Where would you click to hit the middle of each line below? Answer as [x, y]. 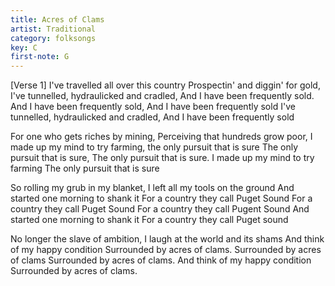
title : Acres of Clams [57, 19]
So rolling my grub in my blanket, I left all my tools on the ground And [152, 188]
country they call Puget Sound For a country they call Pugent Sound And [160, 209]
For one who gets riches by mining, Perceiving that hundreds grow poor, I [161, 137]
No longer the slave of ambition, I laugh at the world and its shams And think [167, 239]
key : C [24, 47]
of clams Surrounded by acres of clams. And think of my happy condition [161, 260]
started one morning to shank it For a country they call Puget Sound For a [161, 198]
